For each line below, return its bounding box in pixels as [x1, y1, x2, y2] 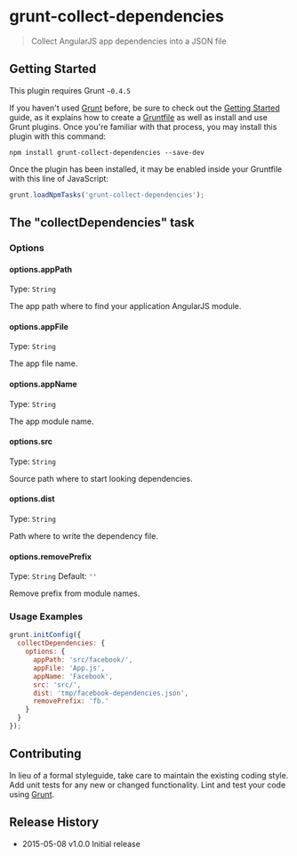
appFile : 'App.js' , [32, 664, 105, 673]
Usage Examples [9, 610, 84, 623]
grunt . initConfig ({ [9, 631, 82, 640]
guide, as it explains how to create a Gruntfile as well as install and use [9, 111, 269, 122]
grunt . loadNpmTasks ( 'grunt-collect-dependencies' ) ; [9, 190, 205, 200]
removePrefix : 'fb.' [32, 697, 109, 705]
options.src [9, 436, 53, 447]
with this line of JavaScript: [9, 173, 109, 183]
